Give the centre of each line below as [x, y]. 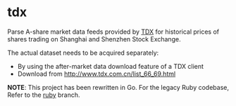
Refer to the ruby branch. [44, 95]
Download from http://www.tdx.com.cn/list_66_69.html [97, 74]
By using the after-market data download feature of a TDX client [111, 66]
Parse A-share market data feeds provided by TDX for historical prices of [113, 32]
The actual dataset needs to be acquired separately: [83, 53]
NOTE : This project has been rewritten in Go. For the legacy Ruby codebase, [118, 87]
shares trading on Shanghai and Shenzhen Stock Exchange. [94, 39]
